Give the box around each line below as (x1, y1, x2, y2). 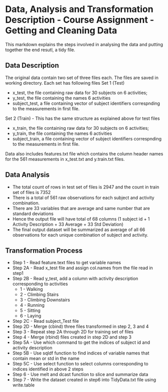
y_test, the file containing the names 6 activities (12, 95, 111, 101)
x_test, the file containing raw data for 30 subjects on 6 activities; (12, 89, 148, 96)
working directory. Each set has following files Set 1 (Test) (5, 80, 125, 86)
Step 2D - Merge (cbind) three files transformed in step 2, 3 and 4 (12, 323, 149, 329)
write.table (12, 382, 35, 388)
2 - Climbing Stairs (20, 292, 59, 298)
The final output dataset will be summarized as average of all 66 (12, 227, 145, 233)
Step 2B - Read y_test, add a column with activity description (12, 276, 138, 282)
